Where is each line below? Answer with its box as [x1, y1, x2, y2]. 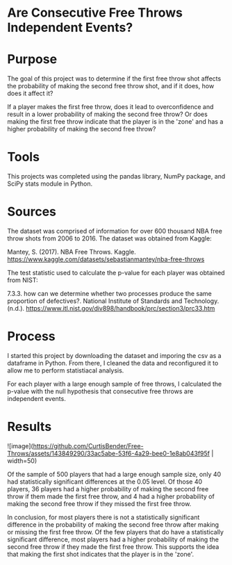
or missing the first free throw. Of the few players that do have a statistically [7, 527, 224, 536]
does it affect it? [7, 89, 53, 98]
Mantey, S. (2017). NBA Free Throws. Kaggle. [7, 248, 137, 256]
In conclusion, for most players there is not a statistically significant [7, 513, 200, 521]
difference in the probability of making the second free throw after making [7, 520, 219, 529]
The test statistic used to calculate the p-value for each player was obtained [7, 269, 225, 277]
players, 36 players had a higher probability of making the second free [7, 484, 209, 493]
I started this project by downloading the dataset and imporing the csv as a [7, 351, 222, 359]
